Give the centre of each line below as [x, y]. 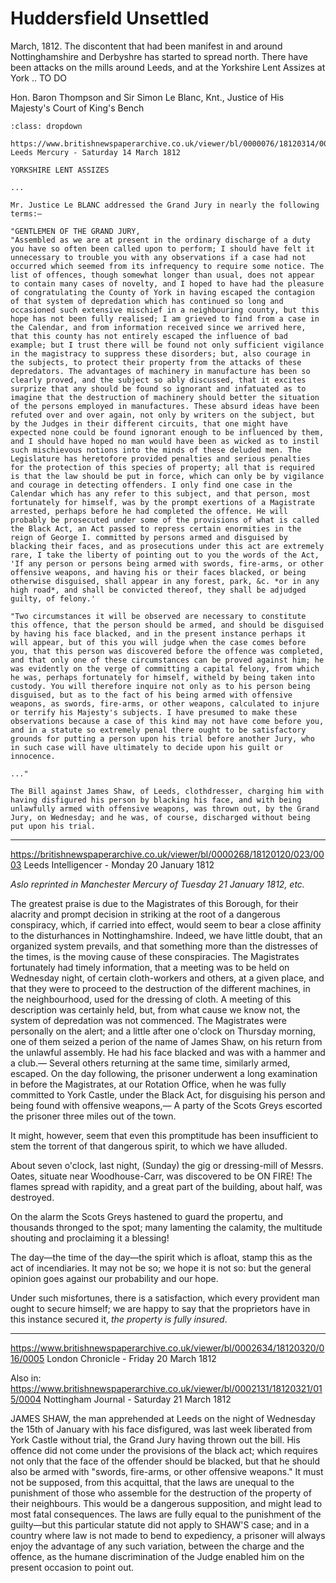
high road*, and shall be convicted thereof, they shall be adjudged [158, 590]
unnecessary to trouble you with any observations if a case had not [158, 257]
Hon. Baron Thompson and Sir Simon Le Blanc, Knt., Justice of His [147, 97]
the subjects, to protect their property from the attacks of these [156, 362]
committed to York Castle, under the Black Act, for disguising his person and [168, 1094]
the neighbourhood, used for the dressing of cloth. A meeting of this [151, 999]
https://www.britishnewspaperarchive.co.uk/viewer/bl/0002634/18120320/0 [167, 1348]
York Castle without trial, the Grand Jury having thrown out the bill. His [155, 1439]
